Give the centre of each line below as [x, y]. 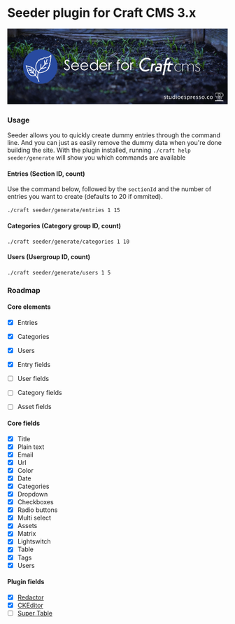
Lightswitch [34, 541]
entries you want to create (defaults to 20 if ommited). [85, 197]
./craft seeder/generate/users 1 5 [59, 272]
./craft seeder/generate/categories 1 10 [69, 242]
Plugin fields [26, 582]
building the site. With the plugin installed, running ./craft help [99, 150]
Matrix [27, 534]
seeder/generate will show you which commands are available [97, 158]
